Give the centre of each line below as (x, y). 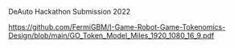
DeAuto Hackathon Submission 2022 (70, 12)
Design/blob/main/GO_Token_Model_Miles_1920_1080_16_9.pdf (111, 36)
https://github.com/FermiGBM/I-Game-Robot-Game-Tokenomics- (117, 27)
